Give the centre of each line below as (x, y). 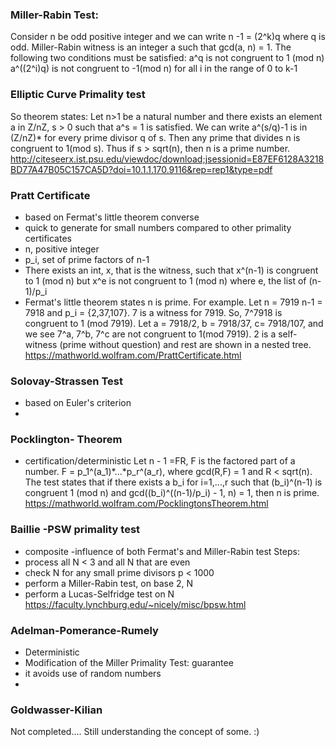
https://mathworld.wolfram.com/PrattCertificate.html (133, 355)
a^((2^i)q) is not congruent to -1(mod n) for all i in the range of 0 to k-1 (154, 69)
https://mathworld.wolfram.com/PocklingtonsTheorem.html (146, 504)
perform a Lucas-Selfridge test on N (99, 594)
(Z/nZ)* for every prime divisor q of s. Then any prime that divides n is (155, 137)
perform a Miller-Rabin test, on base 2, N (109, 583)
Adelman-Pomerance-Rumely (84, 630)
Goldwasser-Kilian (56, 710)
